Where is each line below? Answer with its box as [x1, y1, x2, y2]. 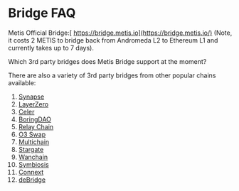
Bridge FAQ [8, 5, 76, 21]
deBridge [18, 175, 46, 184]
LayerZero [18, 99, 49, 108]
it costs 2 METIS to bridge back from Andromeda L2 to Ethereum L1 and [8, 36, 218, 44]
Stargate [18, 145, 44, 153]
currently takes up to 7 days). [8, 43, 95, 52]
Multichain [18, 137, 50, 146]
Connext [18, 168, 44, 176]
